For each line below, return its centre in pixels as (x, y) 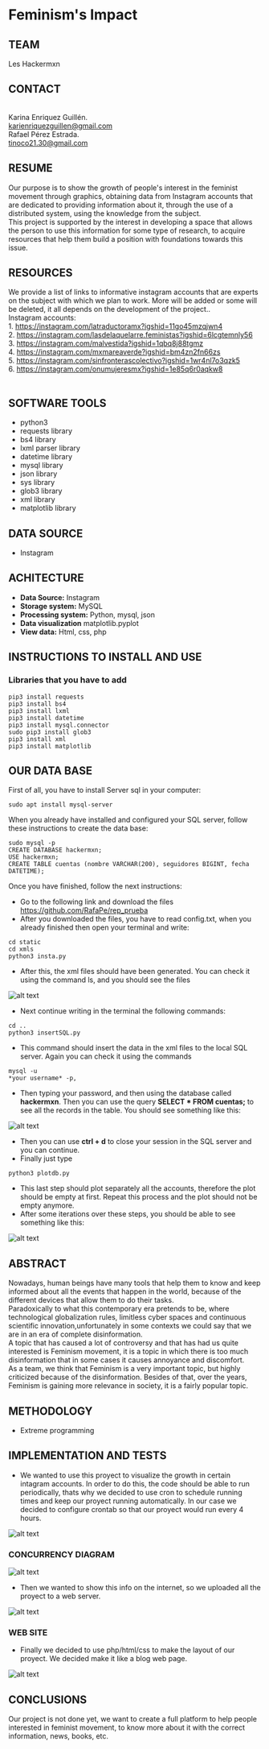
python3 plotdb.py (39, 1174)
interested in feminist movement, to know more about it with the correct (126, 1728)
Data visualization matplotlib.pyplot (79, 623)
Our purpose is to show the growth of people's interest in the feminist (123, 188)
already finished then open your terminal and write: (105, 927)
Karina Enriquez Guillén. (48, 117)
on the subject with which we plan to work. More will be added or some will (133, 300)
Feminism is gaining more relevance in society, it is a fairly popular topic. (128, 1386)
